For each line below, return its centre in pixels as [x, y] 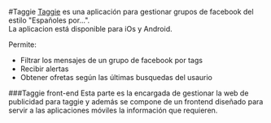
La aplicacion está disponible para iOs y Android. [90, 29]
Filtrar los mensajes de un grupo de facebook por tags [111, 60]
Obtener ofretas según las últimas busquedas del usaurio [116, 77]
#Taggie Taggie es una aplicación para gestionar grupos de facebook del [131, 12]
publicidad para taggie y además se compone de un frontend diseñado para [136, 102]
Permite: [22, 45]
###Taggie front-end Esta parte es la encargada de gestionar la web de [129, 93]
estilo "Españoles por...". [49, 20]
